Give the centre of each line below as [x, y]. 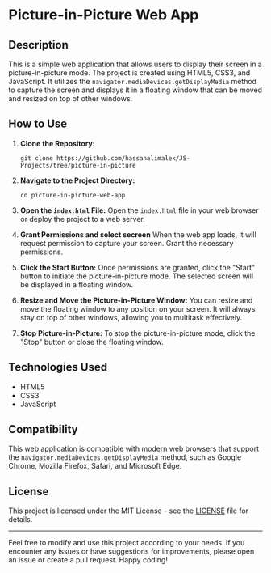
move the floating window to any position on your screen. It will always [138, 308]
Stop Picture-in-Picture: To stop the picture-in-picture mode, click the [138, 333]
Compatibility [43, 429]
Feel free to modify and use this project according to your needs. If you [127, 543]
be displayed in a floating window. [77, 284]
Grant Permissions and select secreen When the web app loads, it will [138, 234]
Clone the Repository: [57, 143]
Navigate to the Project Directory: [77, 180]
